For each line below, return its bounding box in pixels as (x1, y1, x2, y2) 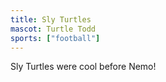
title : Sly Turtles (10, 14, 92, 25)
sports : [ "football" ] (10, 33, 101, 43)
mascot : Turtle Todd (10, 24, 97, 34)
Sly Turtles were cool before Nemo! (10, 61, 157, 73)
